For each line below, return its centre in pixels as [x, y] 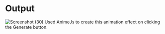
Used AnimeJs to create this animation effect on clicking [102, 22]
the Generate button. [27, 27]
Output [20, 8]
